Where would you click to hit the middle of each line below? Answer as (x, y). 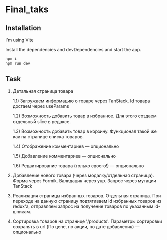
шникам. (22, 211)
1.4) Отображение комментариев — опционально (66, 146)
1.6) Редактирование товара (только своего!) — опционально (78, 165)
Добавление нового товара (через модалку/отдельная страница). (83, 175)
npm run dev (18, 63)
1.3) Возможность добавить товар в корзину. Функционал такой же (85, 131)
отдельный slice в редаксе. (42, 121)
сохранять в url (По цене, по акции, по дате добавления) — (76, 226)
